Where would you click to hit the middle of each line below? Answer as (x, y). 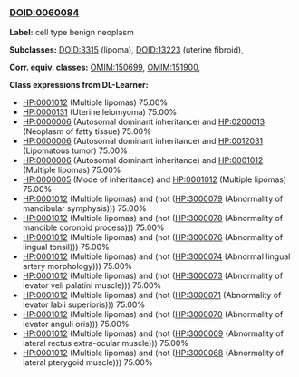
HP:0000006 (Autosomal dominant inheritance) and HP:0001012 (143, 160)
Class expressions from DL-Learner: (79, 85)
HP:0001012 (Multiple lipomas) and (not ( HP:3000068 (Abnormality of (153, 353)
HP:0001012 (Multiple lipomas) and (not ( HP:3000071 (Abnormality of (152, 295)
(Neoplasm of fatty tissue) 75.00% (87, 131)
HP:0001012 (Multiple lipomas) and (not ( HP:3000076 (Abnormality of (153, 237)
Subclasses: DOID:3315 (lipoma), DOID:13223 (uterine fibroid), (126, 50)
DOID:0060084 (44, 13)
